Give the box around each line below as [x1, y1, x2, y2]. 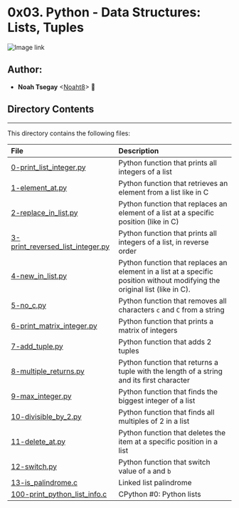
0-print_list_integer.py [11, 162, 87, 172]
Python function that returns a [118, 357, 219, 367]
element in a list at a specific [118, 266, 213, 276]
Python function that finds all [118, 407, 215, 417]
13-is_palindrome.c [11, 477, 78, 487]
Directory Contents [7, 103, 95, 115]
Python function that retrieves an [118, 178, 228, 188]
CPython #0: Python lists [118, 489, 201, 499]
